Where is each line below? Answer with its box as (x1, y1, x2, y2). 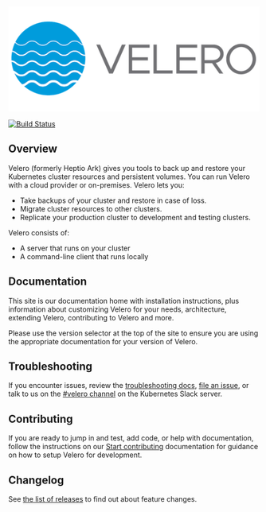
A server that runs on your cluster (19, 243, 131, 253)
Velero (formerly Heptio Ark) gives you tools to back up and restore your (8, 163, 246, 173)
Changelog (8, 473, 65, 487)
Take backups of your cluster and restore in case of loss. (19, 196, 207, 205)
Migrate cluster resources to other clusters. (19, 204, 162, 213)
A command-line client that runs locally (19, 251, 149, 261)
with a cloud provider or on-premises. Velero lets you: (8, 180, 185, 189)
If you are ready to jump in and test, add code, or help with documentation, (8, 433, 254, 443)
